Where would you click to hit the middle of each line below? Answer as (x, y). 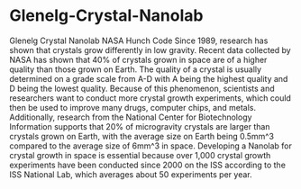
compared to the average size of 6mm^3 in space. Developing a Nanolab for (151, 146)
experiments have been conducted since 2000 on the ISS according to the (148, 165)
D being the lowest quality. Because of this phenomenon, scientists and (142, 88)
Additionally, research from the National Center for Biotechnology (131, 117)
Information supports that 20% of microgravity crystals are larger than (140, 126)
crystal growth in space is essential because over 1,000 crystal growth (140, 155)
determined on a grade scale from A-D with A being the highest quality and (149, 78)
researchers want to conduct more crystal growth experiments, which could (150, 98)
